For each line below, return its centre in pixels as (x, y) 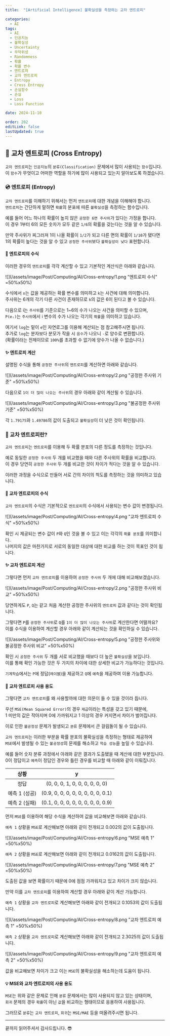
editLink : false (22, 127)
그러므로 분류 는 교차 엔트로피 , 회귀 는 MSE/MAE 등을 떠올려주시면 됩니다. (72, 1013)
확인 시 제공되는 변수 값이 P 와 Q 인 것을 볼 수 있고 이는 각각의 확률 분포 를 (75, 533)
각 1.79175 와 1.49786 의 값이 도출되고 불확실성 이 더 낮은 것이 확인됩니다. (75, 420)
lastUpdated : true (25, 132)
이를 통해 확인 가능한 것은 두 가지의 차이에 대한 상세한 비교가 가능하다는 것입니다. (85, 663)
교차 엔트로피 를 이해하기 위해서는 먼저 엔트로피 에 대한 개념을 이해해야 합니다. (78, 201)
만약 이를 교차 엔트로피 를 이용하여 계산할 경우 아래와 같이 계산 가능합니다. (76, 892)
